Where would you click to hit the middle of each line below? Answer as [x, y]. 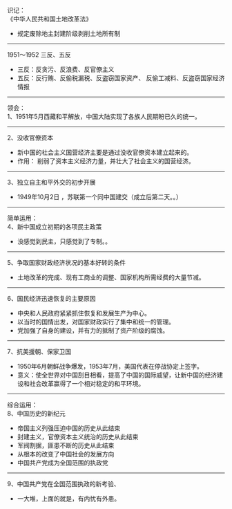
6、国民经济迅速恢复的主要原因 [51, 298]
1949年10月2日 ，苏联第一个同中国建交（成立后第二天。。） [99, 197]
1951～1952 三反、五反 [39, 55]
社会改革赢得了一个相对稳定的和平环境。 [87, 383]
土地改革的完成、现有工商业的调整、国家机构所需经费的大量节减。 [111, 277]
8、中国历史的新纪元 [36, 413]
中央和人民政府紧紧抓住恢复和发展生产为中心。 [84, 313]
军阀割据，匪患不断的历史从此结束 [66, 445]
